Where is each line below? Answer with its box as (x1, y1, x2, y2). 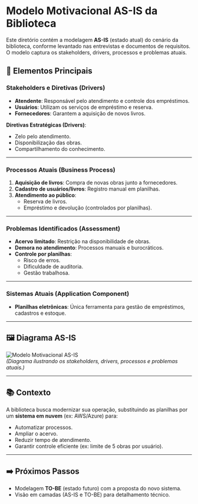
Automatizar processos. (14, 424, 73, 431)
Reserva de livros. (23, 198, 68, 205)
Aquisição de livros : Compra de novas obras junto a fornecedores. (14, 179, 178, 186)
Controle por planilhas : (14, 250, 72, 258)
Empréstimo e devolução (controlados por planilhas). (23, 204, 152, 211)
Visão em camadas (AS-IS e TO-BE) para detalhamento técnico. (14, 491, 170, 498)
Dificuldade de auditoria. (23, 263, 84, 270)
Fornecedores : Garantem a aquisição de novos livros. (14, 109, 146, 117)
